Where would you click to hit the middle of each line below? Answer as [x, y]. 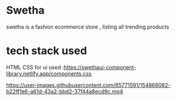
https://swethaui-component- [100, 67]
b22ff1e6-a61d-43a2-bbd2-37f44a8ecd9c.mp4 [65, 91]
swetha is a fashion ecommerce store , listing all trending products [88, 27]
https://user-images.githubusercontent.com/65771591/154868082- [88, 85]
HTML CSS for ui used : [35, 67]
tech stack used [47, 51]
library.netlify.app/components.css [49, 73]
